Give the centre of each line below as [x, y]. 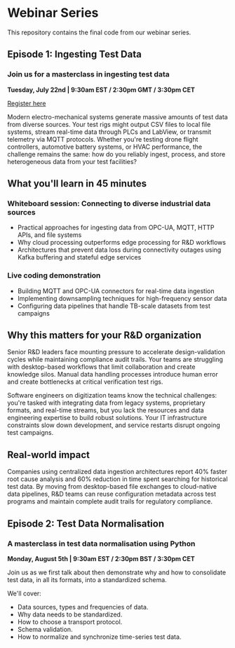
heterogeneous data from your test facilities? [72, 161]
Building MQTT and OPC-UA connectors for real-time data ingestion [116, 291]
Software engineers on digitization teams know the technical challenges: [112, 396]
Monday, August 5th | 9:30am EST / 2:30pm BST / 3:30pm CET [101, 558]
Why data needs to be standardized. [70, 614]
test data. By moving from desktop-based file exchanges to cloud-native [112, 487]
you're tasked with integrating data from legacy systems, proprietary [106, 403]
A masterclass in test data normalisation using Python [101, 544]
